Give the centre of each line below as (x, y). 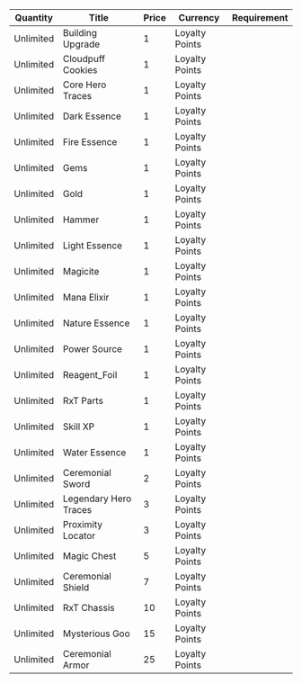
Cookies (80, 70)
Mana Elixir (86, 297)
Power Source (93, 349)
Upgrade (81, 44)
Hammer (81, 220)
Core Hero (84, 85)
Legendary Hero (97, 499)
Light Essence (93, 245)
